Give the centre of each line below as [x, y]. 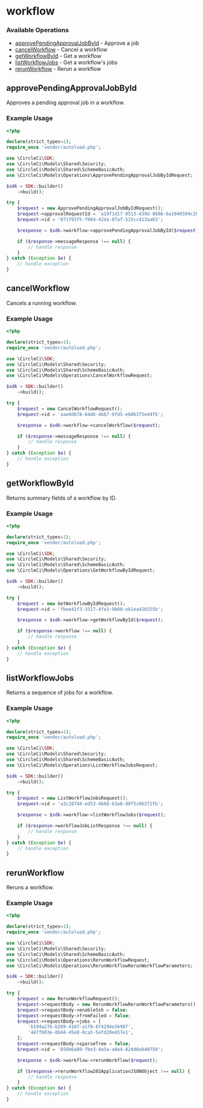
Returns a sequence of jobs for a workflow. [60, 693]
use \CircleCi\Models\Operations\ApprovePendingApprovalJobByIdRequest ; [100, 175]
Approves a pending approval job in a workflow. [66, 103]
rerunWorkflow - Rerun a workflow [58, 69]
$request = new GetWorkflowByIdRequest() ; [71, 604]
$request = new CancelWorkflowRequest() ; [70, 409]
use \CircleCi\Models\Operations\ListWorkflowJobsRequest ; [82, 765]
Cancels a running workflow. [42, 303]
